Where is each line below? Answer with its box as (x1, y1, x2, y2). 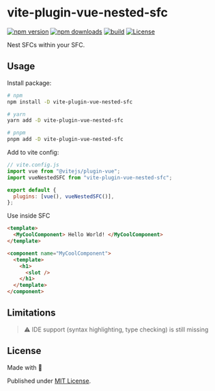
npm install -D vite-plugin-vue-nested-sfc (7, 98, 133, 105)
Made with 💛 (7, 363, 43, 371)
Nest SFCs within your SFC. (7, 40, 85, 49)
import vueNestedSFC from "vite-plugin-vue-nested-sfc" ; (7, 174, 173, 181)
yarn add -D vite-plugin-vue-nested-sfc (7, 117, 124, 124)
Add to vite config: (7, 149, 59, 156)
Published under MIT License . (7, 377, 91, 385)
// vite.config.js (7, 162, 59, 168)
